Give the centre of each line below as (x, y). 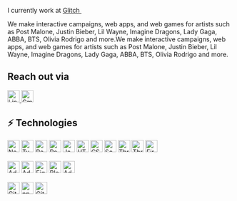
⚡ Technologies (42, 123)
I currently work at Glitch (44, 10)
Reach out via (38, 77)
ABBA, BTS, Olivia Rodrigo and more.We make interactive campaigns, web (117, 39)
